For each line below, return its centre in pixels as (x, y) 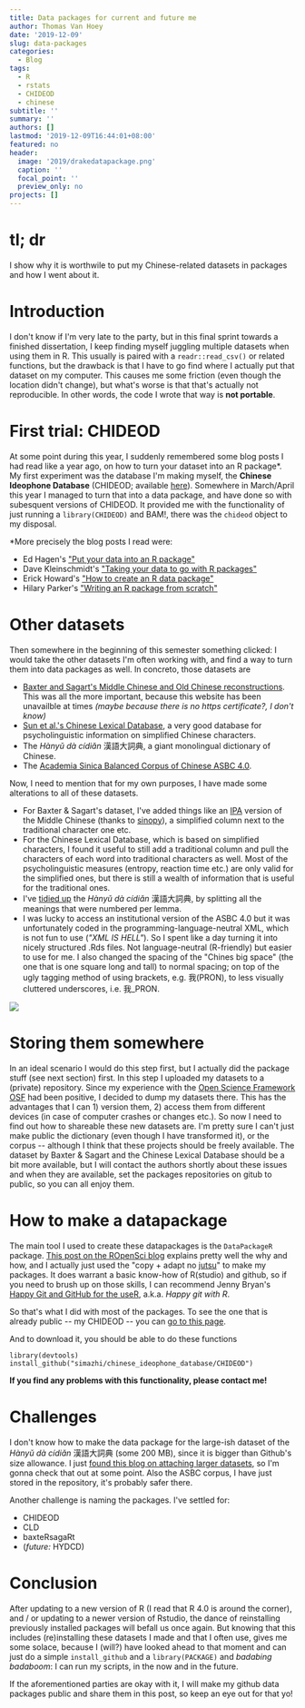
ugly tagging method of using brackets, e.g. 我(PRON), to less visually (153, 977)
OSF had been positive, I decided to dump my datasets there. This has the (148, 1097)
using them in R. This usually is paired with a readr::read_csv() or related (147, 356)
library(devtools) (44, 1355)
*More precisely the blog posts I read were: (91, 541)
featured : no (34, 144)
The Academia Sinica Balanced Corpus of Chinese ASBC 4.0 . (137, 765)
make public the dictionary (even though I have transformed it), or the (139, 1135)
